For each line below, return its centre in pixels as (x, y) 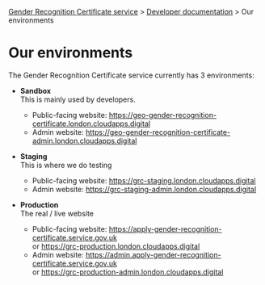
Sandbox (35, 90)
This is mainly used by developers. (78, 99)
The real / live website (57, 213)
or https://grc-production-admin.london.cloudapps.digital (128, 272)
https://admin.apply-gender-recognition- (153, 254)
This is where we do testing (66, 165)
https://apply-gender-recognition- (165, 228)
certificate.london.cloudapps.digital (91, 124)
